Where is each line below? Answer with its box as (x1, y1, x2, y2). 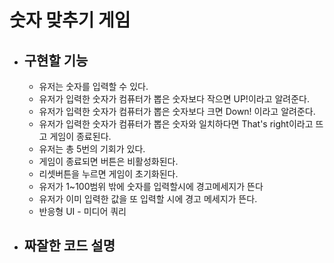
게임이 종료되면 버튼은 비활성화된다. (38, 156, 179, 167)
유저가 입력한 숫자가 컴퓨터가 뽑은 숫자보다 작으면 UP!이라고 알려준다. (38, 93, 311, 105)
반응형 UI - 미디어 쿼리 (38, 206, 127, 217)
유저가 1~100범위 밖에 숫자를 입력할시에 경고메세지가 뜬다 (38, 181, 264, 192)
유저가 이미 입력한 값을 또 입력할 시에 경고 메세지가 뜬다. (38, 193, 258, 205)
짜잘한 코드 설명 (23, 237, 116, 255)
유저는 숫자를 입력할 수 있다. (38, 81, 149, 92)
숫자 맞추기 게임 (9, 9, 131, 32)
